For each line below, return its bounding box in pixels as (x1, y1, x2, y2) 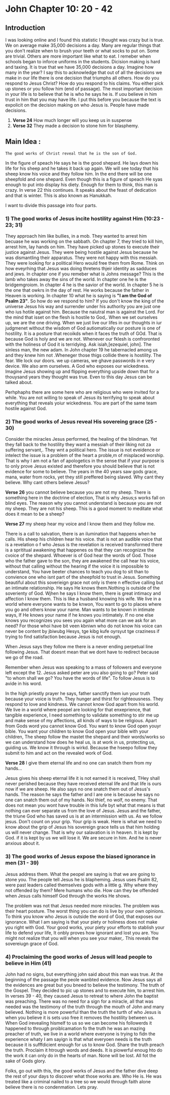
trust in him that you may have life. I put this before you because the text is (5, 96, 161, 103)
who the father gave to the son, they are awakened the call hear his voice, (5, 558, 160, 564)
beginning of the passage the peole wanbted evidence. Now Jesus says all (5, 977, 162, 982)
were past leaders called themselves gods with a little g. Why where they (5, 882, 158, 888)
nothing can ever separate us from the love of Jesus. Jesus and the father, (5, 808, 161, 814)
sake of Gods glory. (5, 1058, 47, 1064)
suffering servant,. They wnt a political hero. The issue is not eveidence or (5, 447, 160, 453)
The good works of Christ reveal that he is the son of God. (5, 151, 138, 156)
